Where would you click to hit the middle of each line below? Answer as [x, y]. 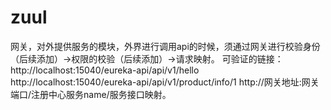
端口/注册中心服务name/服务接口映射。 [91, 94]
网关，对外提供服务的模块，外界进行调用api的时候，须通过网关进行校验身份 [165, 46]
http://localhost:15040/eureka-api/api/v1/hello [105, 70]
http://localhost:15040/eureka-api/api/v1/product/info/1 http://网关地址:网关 [165, 82]
